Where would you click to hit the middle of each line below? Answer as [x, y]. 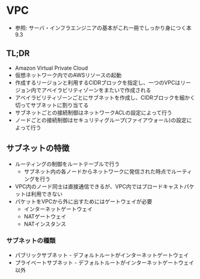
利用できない [47, 194]
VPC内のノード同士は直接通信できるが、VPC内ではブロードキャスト [99, 186]
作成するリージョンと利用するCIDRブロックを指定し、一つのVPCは [98, 82]
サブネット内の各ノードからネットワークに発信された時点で [98, 171]
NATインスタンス [45, 224]
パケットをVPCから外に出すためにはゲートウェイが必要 [83, 201]
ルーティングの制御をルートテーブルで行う [67, 164]
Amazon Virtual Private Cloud [51, 68]
